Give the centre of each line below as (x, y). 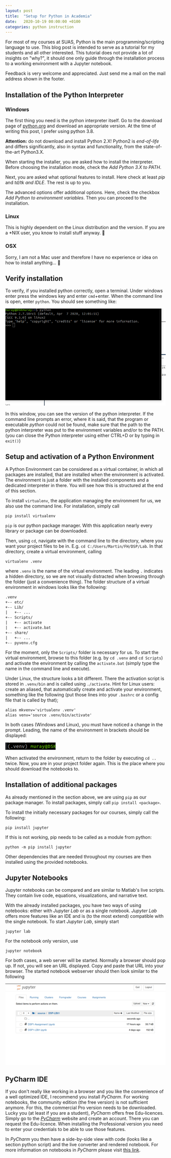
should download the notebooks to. (42, 769)
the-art (13, 152)
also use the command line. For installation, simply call (62, 506)
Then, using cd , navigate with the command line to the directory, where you (84, 541)
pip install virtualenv (31, 516)
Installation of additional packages (61, 785)
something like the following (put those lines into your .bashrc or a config (82, 694)
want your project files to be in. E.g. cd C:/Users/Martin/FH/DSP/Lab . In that (84, 546)
